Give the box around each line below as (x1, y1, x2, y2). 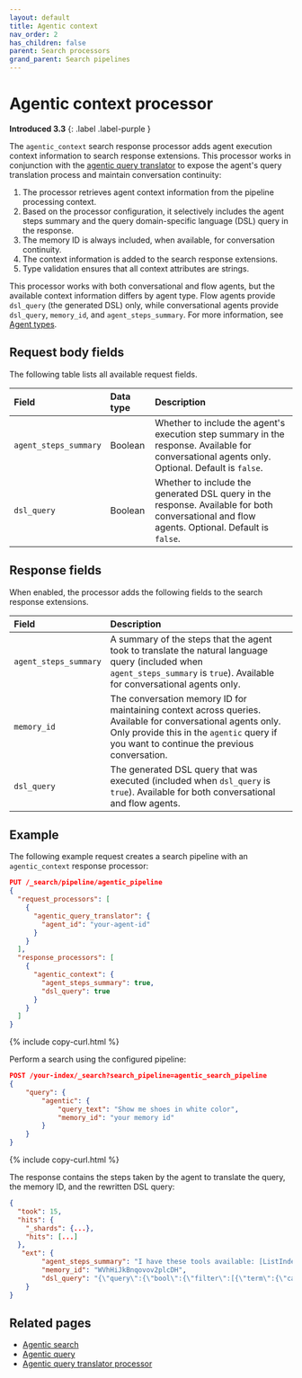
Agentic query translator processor (22, 1358, 153, 1369)
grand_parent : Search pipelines (9, 55, 130, 64)
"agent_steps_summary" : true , (41, 978, 155, 987)
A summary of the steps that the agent (110, 633, 272, 645)
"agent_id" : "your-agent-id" (41, 920, 151, 929)
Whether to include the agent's (154, 416, 286, 429)
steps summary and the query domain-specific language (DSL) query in (22, 215, 289, 226)
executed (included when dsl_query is (110, 774, 271, 787)
